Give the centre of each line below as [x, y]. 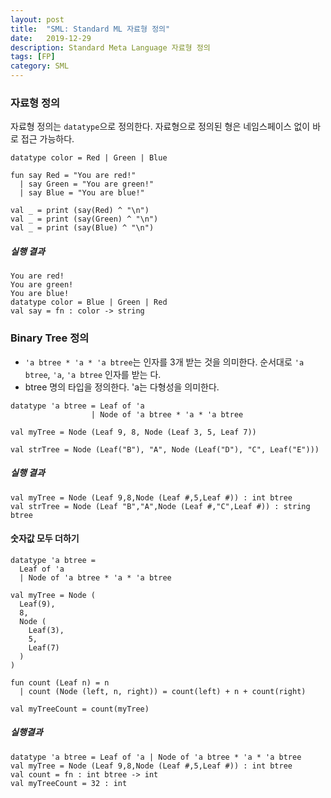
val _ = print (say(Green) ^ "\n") [84, 219]
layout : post [37, 19]
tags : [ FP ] [33, 57]
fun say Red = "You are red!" [73, 176]
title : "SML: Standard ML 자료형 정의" [90, 29]
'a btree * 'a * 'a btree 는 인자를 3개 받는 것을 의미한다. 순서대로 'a [164, 362]
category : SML [40, 66]
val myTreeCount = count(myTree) [80, 709]
